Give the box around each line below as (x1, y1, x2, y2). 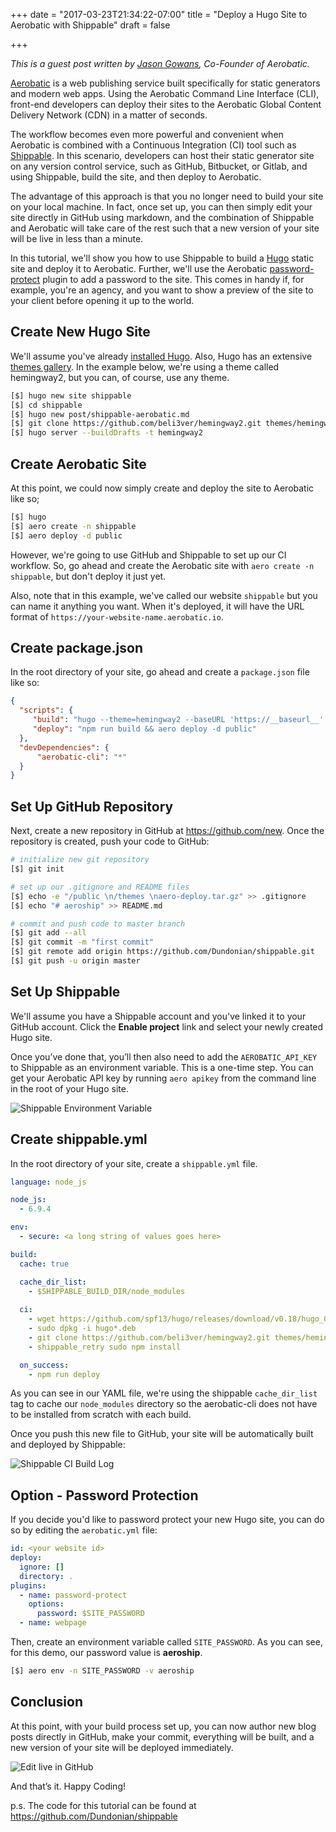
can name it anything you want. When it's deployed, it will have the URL (10, 600, 305, 612)
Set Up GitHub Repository (10, 798, 174, 815)
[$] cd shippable (10, 400, 83, 410)
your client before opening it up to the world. (10, 295, 195, 306)
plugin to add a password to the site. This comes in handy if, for (42, 274, 305, 285)
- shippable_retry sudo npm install (28, 1342, 182, 1352)
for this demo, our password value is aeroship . (10, 1647, 203, 1659)
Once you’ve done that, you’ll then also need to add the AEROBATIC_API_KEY (10, 1050, 318, 1063)
